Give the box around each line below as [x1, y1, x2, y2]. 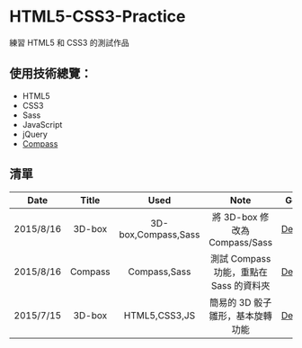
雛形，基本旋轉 [209, 309, 272, 322]
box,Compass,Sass [119, 228, 200, 240]
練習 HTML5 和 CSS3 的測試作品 [9, 37, 129, 48]
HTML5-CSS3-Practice [9, 6, 186, 27]
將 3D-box [212, 210, 258, 223]
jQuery [22, 129, 48, 139]
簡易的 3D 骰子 [209, 296, 272, 308]
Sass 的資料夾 [210, 279, 271, 291]
